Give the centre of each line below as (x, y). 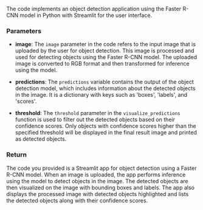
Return (17, 155)
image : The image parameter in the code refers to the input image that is (105, 44)
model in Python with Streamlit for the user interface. (86, 15)
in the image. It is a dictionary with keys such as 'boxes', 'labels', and (101, 95)
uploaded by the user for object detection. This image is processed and (105, 51)
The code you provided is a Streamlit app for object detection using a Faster (101, 168)
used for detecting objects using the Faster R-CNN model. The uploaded (106, 57)
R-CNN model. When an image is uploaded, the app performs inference (96, 174)
